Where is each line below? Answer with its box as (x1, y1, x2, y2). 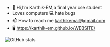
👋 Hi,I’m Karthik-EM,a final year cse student (12, 5, 102, 10)
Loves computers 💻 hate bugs (12, 10, 76, 16)
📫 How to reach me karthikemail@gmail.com (12, 18, 106, 23)
